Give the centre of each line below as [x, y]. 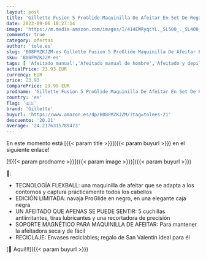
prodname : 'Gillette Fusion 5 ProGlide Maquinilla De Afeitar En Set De [101, 92]
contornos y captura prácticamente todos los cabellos [83, 192]
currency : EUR [25, 75]
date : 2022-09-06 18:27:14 [41, 23]
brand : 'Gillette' [30, 109]
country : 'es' [25, 97]
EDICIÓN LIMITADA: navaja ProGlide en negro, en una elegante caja [101, 198]
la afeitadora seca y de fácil [50, 231]
